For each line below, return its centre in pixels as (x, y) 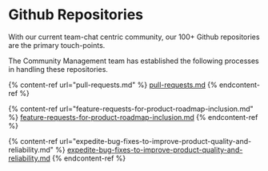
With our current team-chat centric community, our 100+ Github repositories (134, 37)
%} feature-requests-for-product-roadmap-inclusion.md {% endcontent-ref (133, 117)
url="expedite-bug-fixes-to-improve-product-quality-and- (156, 141)
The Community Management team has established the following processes (134, 61)
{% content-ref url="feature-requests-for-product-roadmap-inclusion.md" (131, 109)
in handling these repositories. (58, 69)
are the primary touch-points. (57, 45)
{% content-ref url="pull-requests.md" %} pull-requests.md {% (113, 85)
